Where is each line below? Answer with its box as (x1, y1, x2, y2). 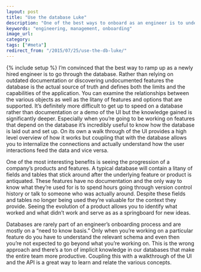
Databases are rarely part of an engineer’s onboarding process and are (6, 221, 181, 228)
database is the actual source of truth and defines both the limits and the (6, 83, 185, 90)
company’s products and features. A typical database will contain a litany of (6, 164, 193, 172)
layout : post (6, 8, 39, 15)
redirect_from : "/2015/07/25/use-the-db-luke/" (6, 48, 127, 54)
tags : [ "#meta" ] (6, 42, 47, 48)
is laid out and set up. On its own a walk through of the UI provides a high (6, 127, 187, 135)
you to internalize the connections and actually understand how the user (6, 140, 185, 147)
